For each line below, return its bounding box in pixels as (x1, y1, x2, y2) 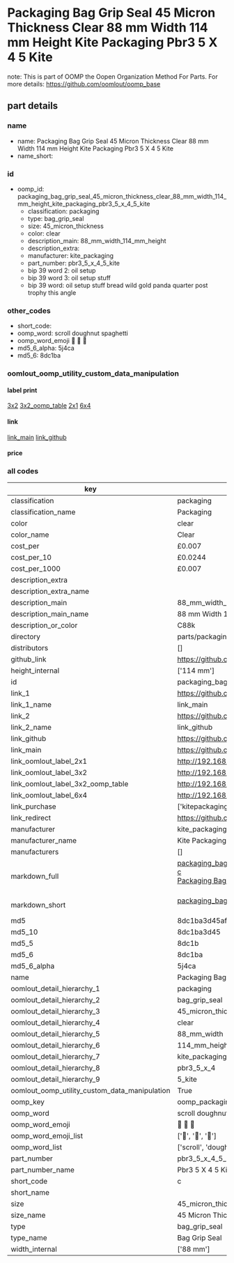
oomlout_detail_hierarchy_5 (10, 1029, 100, 1039)
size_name (10, 1211, 46, 1220)
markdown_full (10, 871, 59, 881)
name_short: (17, 151, 54, 160)
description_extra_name (10, 587, 89, 597)
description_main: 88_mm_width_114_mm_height (27, 236, 166, 245)
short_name (10, 1188, 50, 1197)
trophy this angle (27, 288, 77, 297)
